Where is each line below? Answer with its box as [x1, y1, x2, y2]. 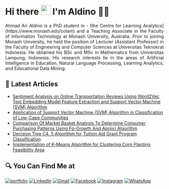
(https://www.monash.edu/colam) [5, 28, 75, 34]
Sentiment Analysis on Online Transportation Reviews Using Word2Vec [12, 93, 160, 99]
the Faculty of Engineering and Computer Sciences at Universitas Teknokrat [5, 44, 164, 50]
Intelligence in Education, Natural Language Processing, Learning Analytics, [5, 60, 164, 66]
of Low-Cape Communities [12, 115, 69, 121]
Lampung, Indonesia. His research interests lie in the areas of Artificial [5, 54, 164, 60]
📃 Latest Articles [5, 80, 58, 88]
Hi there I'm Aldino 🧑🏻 [5, 6, 110, 18]
